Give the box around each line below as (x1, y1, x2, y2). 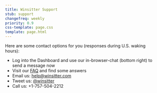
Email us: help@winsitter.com (12, 73, 72, 78)
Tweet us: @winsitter (12, 78, 55, 84)
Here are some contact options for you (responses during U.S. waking (5, 43, 146, 48)
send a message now (12, 62, 55, 68)
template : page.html (5, 30, 47, 34)
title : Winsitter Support (5, 7, 58, 12)
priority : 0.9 (5, 20, 34, 26)
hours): (5, 48, 20, 54)
